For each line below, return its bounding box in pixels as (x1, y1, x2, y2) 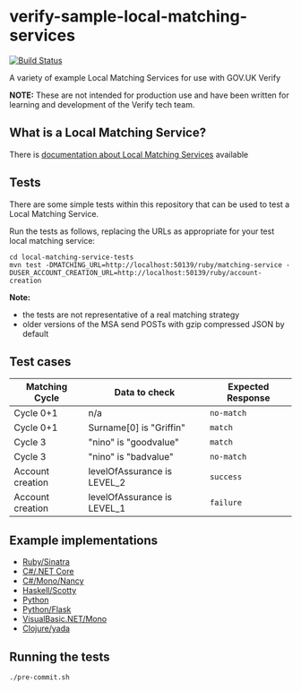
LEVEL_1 (88, 502, 126, 514)
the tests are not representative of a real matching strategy (21, 309, 240, 320)
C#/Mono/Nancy (21, 575, 84, 586)
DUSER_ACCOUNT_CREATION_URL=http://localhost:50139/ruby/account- (9, 268, 262, 277)
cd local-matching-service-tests (9, 253, 134, 262)
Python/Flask (21, 604, 72, 615)
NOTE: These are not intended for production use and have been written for (9, 90, 289, 100)
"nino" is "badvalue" (88, 451, 174, 463)
